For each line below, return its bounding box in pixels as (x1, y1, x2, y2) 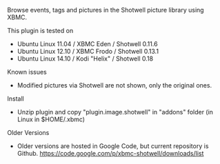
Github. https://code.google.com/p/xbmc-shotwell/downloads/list (17, 150, 204, 157)
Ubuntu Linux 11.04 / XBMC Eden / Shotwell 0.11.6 (17, 40, 158, 48)
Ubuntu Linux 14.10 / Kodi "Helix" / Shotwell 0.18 (17, 54, 154, 63)
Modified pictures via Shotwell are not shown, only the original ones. (17, 81, 212, 89)
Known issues (7, 68, 47, 76)
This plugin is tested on (7, 27, 74, 34)
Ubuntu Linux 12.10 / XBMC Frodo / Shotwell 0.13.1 (17, 48, 159, 55)
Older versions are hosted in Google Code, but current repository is (17, 142, 209, 150)
